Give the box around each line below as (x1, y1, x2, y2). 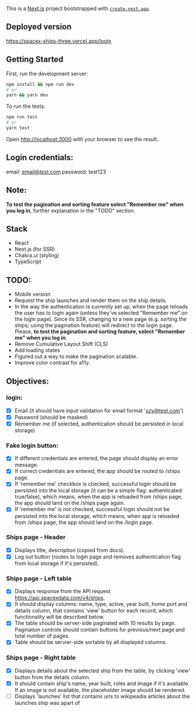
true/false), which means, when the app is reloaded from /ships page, (14, 493, 183, 500)
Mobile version (14, 291, 51, 298)
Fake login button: (6, 441, 59, 449)
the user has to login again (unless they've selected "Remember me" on (14, 309, 188, 316)
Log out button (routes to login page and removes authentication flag (14, 553, 181, 560)
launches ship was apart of (14, 700, 80, 706)
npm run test (6, 114, 38, 120)
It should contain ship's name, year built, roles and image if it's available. (14, 680, 190, 687)
